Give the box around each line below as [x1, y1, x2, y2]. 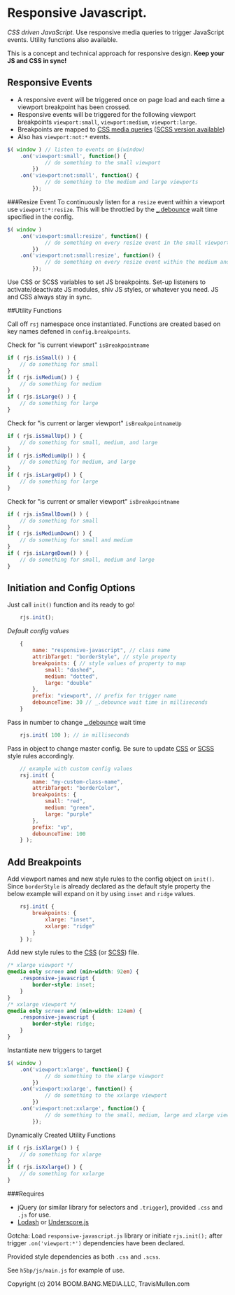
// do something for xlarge [20, 1151, 101, 1158]
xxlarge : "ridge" [44, 922, 96, 930]
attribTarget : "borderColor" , [32, 785, 120, 792]
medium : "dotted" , [44, 673, 99, 680]
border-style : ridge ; [32, 1020, 96, 1028]
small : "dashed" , [44, 666, 96, 673]
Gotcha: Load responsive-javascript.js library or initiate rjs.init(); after [7, 1231, 222, 1240]
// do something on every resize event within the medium [44, 259, 218, 266]
